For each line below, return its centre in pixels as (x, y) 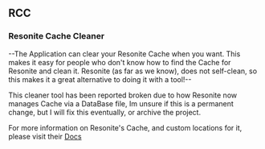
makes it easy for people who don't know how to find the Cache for (120, 62)
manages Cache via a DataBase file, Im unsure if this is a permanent (121, 103)
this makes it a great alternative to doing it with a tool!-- (100, 79)
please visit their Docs (45, 136)
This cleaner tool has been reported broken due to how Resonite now (123, 95)
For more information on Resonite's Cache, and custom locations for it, (125, 127)
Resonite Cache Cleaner (57, 36)
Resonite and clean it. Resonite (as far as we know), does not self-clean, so (133, 71)
